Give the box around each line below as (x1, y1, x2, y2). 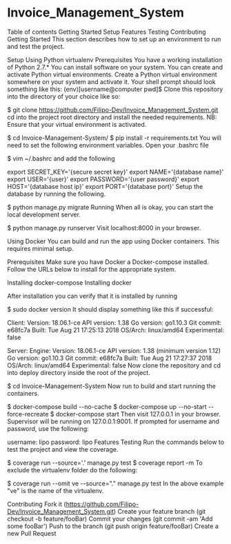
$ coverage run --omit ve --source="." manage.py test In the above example (7, 479, 224, 487)
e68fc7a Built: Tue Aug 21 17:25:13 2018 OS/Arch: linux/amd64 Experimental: (7, 325, 225, 334)
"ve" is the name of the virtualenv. (7, 486, 104, 494)
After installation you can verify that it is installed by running (7, 292, 178, 300)
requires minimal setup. (7, 244, 74, 252)
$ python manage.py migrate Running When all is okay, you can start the (7, 203, 214, 211)
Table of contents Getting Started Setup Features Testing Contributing (7, 28, 206, 36)
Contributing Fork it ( (7, 500, 67, 508)
